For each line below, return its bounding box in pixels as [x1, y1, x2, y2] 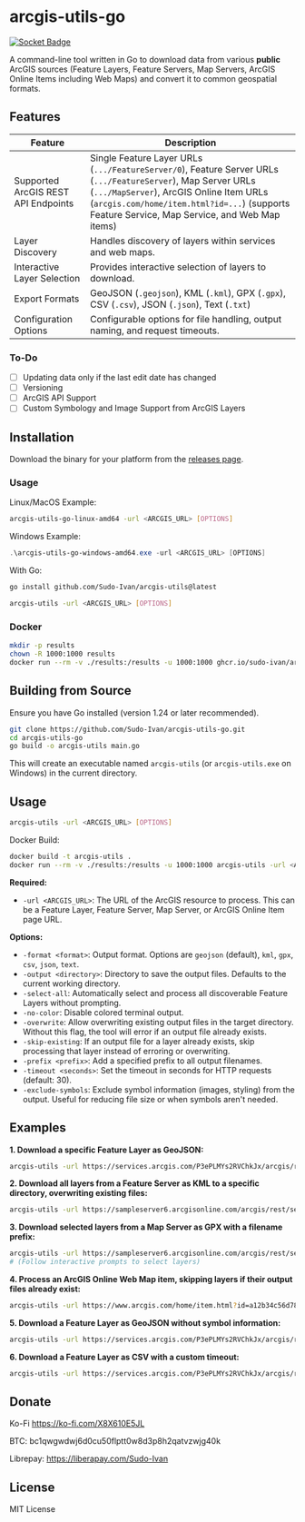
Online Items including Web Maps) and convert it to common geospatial [9, 73, 278, 84]
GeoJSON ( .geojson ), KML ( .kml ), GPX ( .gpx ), [90, 286, 286, 299]
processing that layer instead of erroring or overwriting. [22, 1045, 231, 1056]
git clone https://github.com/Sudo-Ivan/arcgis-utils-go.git [9, 725, 246, 734]
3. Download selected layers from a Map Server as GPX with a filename [9, 1221, 283, 1232]
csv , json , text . [22, 958, 80, 969]
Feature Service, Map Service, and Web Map [90, 208, 280, 221]
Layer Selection [14, 272, 81, 284]
